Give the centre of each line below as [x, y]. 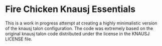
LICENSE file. [19, 39]
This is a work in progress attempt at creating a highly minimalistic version [81, 23]
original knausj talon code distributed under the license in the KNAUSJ [78, 33]
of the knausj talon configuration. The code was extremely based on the [79, 28]
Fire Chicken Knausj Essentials [70, 9]
